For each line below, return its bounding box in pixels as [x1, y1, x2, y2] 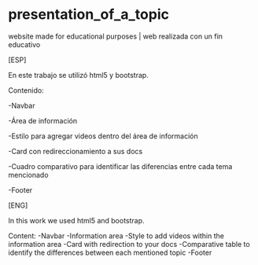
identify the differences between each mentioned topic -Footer [8, 248, 212, 257]
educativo [8, 39, 41, 49]
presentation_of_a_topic [8, 6, 169, 24]
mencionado [8, 170, 49, 179]
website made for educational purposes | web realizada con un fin [8, 31, 223, 41]
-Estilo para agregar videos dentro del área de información [8, 131, 198, 141]
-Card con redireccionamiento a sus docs [8, 146, 143, 156]
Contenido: [8, 85, 45, 95]
